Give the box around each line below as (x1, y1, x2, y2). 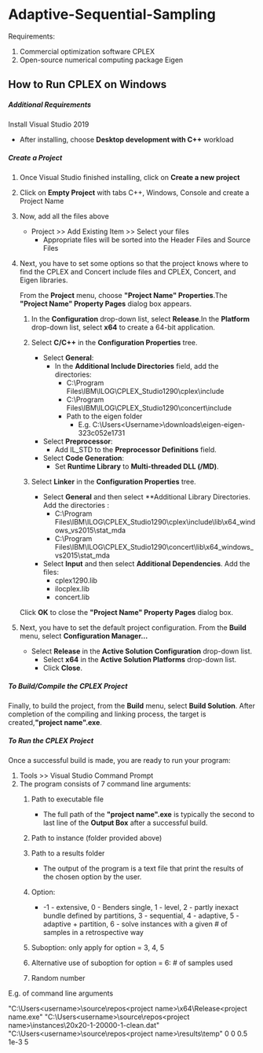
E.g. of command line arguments (8, 989, 114, 998)
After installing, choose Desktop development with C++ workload (19, 135, 234, 145)
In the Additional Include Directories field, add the (54, 362, 219, 371)
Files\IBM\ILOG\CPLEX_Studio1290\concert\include (66, 403, 232, 413)
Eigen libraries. (19, 275, 68, 285)
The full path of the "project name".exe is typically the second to (42, 810, 255, 819)
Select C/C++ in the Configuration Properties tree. (31, 338, 198, 348)
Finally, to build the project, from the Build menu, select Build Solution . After (8, 701, 255, 711)
